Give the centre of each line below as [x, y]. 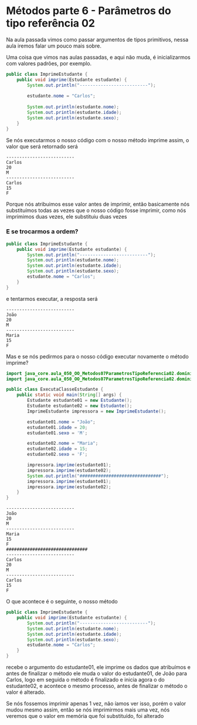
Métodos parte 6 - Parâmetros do [89, 11]
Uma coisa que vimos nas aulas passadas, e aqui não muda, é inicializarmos [98, 57]
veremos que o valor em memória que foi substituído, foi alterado [85, 716]
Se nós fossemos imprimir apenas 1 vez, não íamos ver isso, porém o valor [96, 704]
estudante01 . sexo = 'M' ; [57, 433]
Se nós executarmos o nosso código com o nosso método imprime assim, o [98, 140]
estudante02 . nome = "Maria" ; [63, 444]
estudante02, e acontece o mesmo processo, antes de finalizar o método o [97, 686]
